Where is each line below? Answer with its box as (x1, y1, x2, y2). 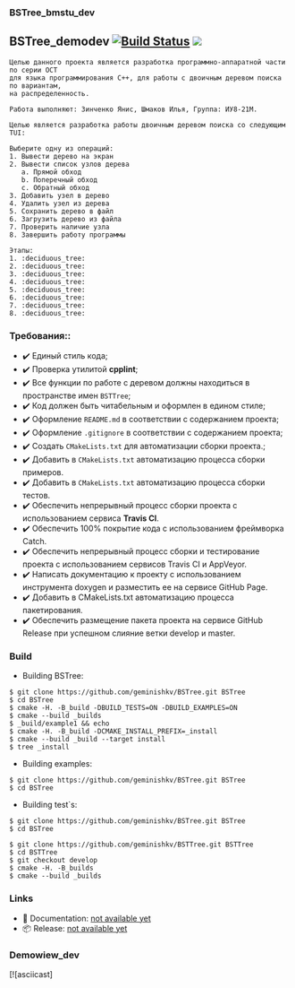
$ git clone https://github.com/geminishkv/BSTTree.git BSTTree (9, 840, 254, 849)
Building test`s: (21, 800, 78, 810)
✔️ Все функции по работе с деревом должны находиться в (21, 377, 250, 388)
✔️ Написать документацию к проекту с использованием (21, 569, 241, 580)
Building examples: (21, 758, 92, 769)
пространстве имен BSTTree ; (21, 390, 131, 401)
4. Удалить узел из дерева (9, 199, 110, 208)
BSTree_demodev (9, 34, 110, 49)
